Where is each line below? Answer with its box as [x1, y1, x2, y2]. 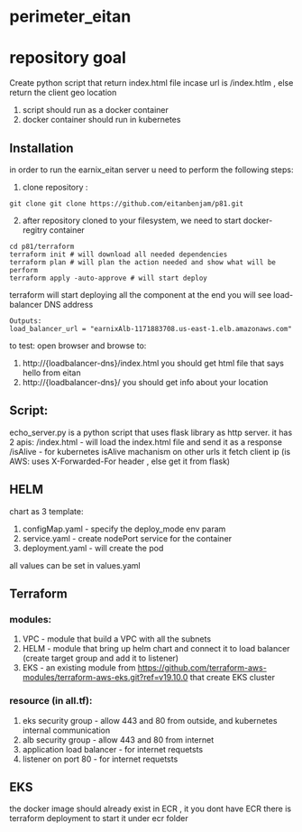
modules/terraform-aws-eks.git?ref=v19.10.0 [22, 672, 188, 683]
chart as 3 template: [9, 505, 84, 516]
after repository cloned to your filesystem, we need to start [22, 215, 242, 226]
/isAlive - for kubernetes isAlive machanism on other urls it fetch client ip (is [9, 446, 291, 457]
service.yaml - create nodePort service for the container [22, 532, 233, 543]
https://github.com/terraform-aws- [137, 662, 268, 673]
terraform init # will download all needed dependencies [9, 250, 228, 259]
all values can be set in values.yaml [9, 559, 142, 570]
